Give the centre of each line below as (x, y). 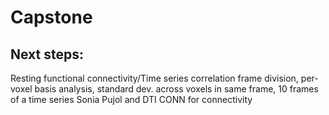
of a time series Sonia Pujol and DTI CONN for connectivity (131, 99)
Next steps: (47, 54)
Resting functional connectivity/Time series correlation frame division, (154, 78)
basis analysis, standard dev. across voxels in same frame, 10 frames (176, 89)
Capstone (51, 17)
